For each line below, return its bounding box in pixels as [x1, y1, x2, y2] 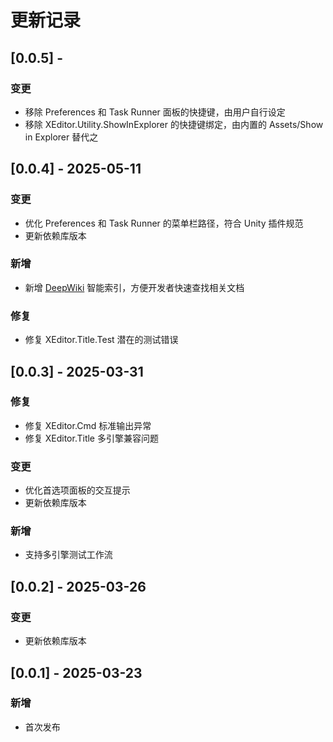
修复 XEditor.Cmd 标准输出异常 [24, 419, 152, 431]
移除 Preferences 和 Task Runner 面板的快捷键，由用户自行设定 [24, 106, 286, 118]
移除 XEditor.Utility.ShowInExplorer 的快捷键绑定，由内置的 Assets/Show [24, 118, 324, 130]
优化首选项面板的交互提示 [24, 484, 131, 496]
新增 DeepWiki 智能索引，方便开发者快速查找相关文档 [24, 281, 245, 293]
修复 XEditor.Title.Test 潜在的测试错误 [24, 334, 179, 346]
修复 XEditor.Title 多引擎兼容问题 [24, 432, 159, 444]
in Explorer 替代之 [24, 131, 99, 143]
